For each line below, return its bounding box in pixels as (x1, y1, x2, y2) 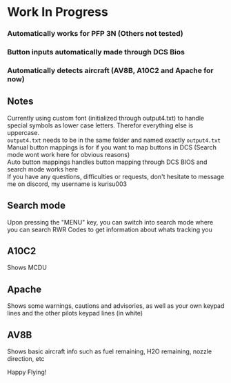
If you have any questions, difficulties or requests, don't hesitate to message (7, 172, 225, 180)
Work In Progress (7, 4, 108, 20)
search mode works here (7, 165, 78, 173)
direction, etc (7, 355, 45, 363)
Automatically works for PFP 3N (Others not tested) (7, 29, 184, 39)
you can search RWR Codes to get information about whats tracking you (7, 225, 212, 234)
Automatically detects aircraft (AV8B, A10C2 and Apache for (7, 65, 214, 75)
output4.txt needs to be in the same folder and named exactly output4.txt (7, 136, 221, 144)
